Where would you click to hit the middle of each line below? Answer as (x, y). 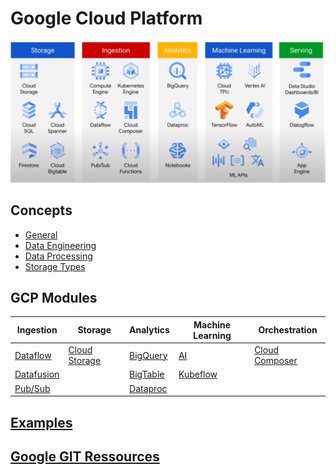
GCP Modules (54, 298)
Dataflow (33, 355)
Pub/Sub (32, 388)
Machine (212, 324)
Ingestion (37, 330)
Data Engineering (60, 245)
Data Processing (58, 256)
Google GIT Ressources (85, 456)
